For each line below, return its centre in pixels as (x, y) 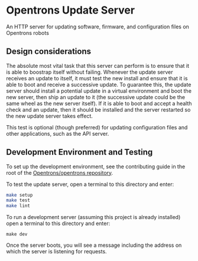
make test (18, 200)
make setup (20, 195)
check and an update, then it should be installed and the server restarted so (98, 109)
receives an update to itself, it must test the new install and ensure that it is (97, 78)
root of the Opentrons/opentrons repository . (60, 172)
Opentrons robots (27, 32)
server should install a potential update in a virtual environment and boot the (99, 91)
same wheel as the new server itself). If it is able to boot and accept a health (99, 103)
